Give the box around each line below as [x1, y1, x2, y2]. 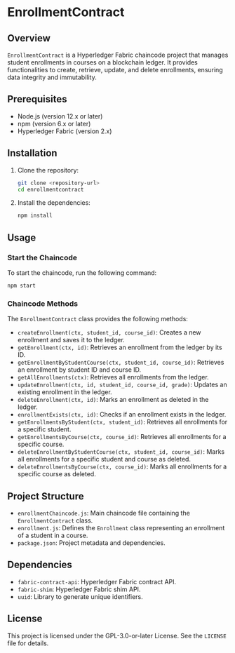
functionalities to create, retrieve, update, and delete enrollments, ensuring [7, 66, 223, 74]
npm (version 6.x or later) [17, 119, 91, 128]
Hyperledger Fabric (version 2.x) [17, 127, 112, 135]
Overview [7, 32, 51, 44]
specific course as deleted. [17, 470, 96, 478]
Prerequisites [7, 93, 67, 105]
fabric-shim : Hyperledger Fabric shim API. [17, 585, 141, 593]
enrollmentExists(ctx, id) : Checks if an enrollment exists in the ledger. [17, 410, 227, 419]
